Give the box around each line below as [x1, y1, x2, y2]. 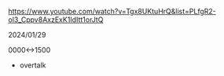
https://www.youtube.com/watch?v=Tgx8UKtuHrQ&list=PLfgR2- [8, 7, 216, 16]
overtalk [19, 60, 46, 70]
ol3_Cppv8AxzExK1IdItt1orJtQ [8, 15, 104, 24]
